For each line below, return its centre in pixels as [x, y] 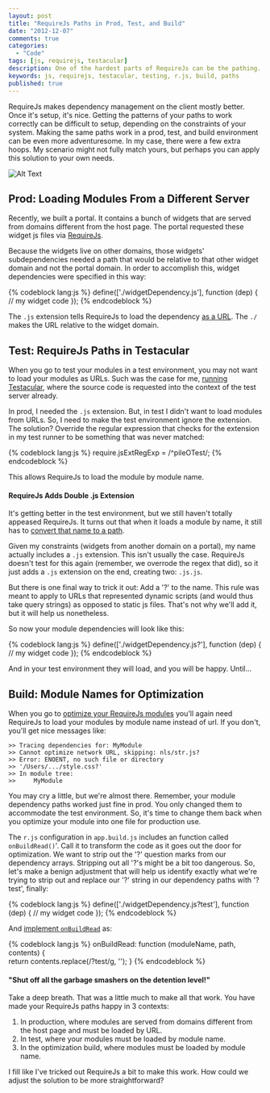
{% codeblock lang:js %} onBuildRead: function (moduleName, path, [122, 944]
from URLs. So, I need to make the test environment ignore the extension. [130, 420]
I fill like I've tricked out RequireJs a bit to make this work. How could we [129, 1072]
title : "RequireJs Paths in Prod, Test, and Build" [97, 23]
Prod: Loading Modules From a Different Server [129, 199]
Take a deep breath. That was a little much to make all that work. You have [132, 998]
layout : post [30, 16]
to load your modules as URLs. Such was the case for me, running [118, 379]
